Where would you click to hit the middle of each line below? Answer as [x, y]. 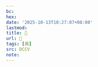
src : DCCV [18, 50]
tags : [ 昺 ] [19, 44]
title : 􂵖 [17, 33]
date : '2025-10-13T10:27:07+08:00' [50, 22]
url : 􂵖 [14, 38]
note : [13, 55]
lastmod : [17, 28]
